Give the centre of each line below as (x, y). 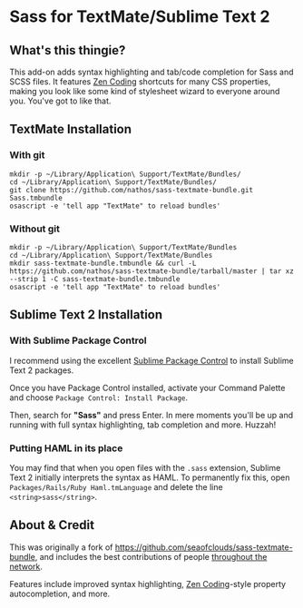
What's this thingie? (68, 50)
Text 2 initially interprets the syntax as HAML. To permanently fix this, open (150, 477)
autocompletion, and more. (60, 593)
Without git (35, 229)
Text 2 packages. (42, 370)
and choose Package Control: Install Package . (99, 397)
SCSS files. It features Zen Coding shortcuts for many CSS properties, (140, 82)
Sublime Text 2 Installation (86, 315)
